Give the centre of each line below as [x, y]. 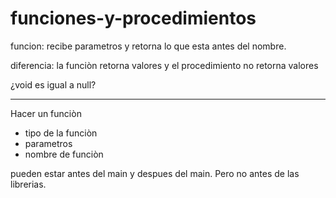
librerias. [28, 184]
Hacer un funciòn [46, 113]
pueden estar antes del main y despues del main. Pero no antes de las [155, 173]
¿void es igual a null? [53, 84]
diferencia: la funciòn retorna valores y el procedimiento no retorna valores [164, 65]
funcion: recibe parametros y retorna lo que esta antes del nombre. [148, 46]
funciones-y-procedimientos [133, 18]
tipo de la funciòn [61, 133]
